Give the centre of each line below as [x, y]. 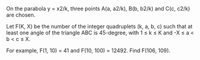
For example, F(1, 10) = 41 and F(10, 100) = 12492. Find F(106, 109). [88, 50]
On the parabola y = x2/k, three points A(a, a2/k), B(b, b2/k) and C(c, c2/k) [98, 9]
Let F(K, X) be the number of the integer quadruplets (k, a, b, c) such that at [99, 26]
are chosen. [21, 15]
